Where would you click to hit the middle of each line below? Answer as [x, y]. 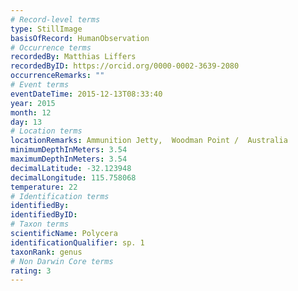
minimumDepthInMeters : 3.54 [69, 150]
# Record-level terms [55, 19]
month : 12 [31, 112]
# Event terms [40, 85]
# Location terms [46, 131]
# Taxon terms [40, 224]
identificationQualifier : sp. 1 [77, 242]
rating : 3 [31, 271]
